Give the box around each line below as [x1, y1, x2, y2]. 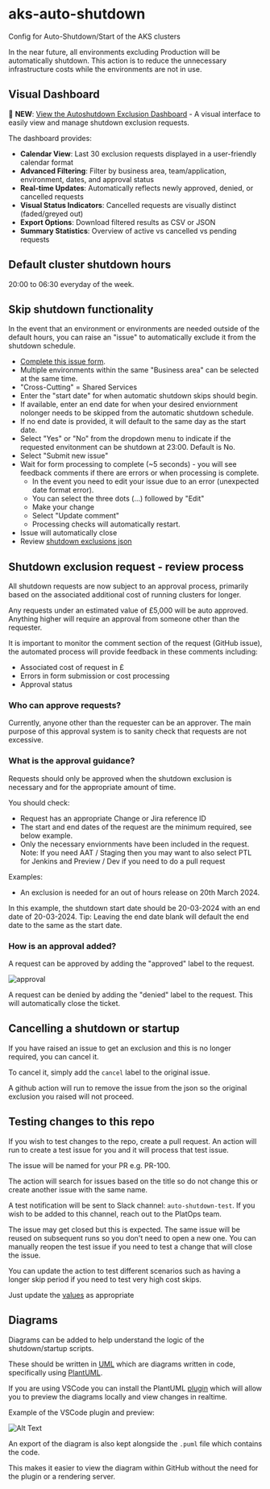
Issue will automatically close [19, 528, 118, 538]
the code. [8, 1447, 40, 1457]
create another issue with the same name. [8, 1184, 147, 1194]
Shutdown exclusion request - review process [8, 559, 244, 573]
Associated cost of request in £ [19, 663, 125, 672]
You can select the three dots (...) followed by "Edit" [31, 493, 205, 504]
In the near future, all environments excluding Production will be [8, 47, 220, 56]
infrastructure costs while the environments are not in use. [8, 64, 202, 73]
